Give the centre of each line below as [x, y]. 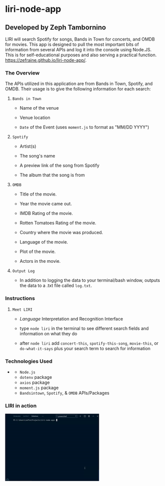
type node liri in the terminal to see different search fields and [84, 328]
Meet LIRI [22, 310]
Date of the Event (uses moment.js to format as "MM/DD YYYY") [84, 127]
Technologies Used [29, 361]
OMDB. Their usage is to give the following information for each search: [78, 89]
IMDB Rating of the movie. [46, 213]
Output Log [23, 271]
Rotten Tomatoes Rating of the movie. [58, 223]
